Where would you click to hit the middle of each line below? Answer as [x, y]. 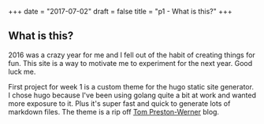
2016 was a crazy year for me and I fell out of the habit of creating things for [132, 55]
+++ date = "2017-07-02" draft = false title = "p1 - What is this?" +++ [120, 11]
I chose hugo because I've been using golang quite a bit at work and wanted [132, 95]
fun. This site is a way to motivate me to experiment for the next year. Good [130, 63]
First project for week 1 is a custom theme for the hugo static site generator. [131, 86]
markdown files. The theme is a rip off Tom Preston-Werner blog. [113, 111]
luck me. [22, 71]
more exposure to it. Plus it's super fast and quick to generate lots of [119, 103]
